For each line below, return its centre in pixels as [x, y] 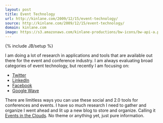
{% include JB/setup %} [29, 46]
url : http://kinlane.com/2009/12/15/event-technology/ [62, 18]
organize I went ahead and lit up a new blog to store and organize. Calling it [80, 110]
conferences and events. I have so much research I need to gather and [76, 105]
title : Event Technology [30, 14]
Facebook [22, 85]
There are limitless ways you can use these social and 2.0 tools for [72, 100]
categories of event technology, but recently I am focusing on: [67, 66]
